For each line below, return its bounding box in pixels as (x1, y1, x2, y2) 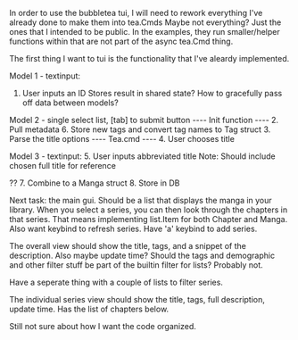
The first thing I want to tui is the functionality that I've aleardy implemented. (9, 54, 290, 63)
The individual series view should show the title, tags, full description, (9, 294, 266, 304)
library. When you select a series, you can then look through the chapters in (9, 204, 288, 215)
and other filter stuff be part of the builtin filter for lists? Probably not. (9, 260, 263, 270)
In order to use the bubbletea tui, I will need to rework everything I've (9, 8, 263, 18)
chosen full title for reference (9, 161, 116, 170)
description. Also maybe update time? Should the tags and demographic (9, 250, 275, 261)
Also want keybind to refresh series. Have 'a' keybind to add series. (9, 223, 258, 234)
